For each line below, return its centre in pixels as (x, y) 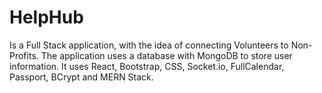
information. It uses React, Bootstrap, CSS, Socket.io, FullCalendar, (147, 66)
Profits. (24, 55)
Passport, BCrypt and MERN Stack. (81, 77)
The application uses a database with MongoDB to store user (166, 55)
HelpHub (46, 17)
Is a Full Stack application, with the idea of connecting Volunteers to (149, 45)
